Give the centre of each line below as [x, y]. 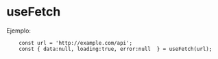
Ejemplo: [19, 31]
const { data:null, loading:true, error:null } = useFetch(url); [116, 49]
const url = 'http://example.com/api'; [76, 43]
